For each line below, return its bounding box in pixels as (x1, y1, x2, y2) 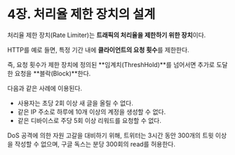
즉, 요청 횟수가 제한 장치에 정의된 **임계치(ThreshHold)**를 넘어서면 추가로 (7, 60, 215, 68)
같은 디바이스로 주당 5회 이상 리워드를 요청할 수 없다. (17, 116, 161, 124)
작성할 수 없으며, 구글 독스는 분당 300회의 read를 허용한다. (14, 140, 175, 148)
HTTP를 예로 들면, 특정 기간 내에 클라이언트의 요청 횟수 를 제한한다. (7, 45, 189, 54)
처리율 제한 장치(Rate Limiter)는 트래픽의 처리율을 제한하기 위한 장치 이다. (7, 31, 206, 39)
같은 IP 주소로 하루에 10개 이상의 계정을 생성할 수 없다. (17, 108, 166, 116)
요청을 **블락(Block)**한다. (14, 69, 91, 77)
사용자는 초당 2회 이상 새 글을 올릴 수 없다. (17, 98, 133, 107)
